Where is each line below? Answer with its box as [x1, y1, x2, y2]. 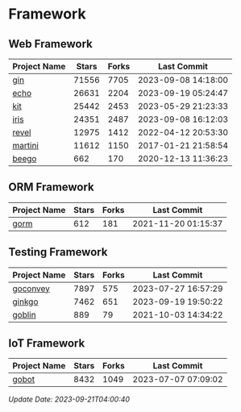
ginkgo [12, 296, 39, 307]
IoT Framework [8, 336, 85, 351]
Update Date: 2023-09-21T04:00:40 [8, 394, 131, 404]
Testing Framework [8, 245, 108, 259]
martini [12, 140, 39, 151]
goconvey [12, 283, 51, 294]
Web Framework [8, 37, 93, 51]
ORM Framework [8, 181, 94, 194]
